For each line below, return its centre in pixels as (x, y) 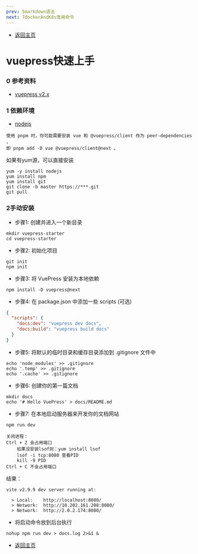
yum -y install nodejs (34, 172)
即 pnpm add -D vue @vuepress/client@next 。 (62, 149)
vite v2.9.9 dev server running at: (51, 489)
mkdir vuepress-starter (35, 233)
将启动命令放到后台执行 (43, 522)
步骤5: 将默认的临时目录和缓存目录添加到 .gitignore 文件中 (85, 352)
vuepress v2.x (32, 94)
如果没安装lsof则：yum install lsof (59, 449)
